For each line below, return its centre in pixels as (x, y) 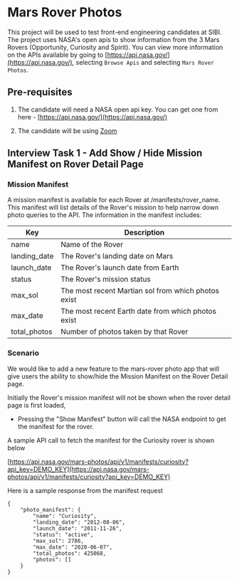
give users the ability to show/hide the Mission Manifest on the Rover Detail (118, 376)
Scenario (23, 353)
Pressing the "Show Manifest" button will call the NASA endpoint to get (122, 419)
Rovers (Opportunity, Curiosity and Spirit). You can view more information (115, 47)
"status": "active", (63, 534)
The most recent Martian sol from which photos (139, 291)
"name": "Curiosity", (65, 516)
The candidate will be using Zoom (67, 131)
